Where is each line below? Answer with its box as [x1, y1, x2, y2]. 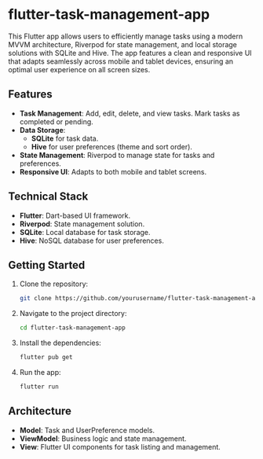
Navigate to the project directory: [19, 309, 127, 318]
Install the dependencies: [19, 338, 102, 347]
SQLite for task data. [31, 134, 99, 143]
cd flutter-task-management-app [19, 324, 126, 332]
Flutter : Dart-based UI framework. [19, 211, 131, 220]
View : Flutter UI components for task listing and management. [19, 442, 221, 451]
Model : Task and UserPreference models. [19, 425, 155, 435]
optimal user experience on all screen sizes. [8, 64, 151, 74]
